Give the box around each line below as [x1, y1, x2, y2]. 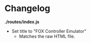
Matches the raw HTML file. [19, 33, 75, 39]
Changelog [4, 3, 50, 14]
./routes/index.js [4, 19, 40, 25]
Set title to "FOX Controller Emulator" [11, 28, 87, 34]
